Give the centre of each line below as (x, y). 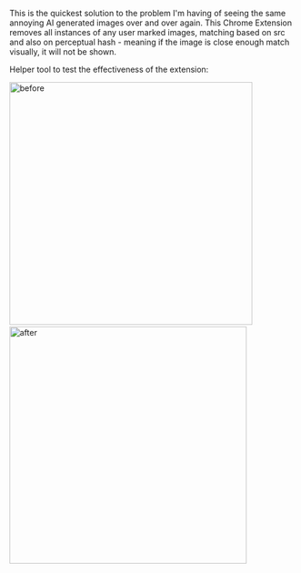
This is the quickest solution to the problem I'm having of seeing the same (148, 13)
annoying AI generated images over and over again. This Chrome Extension (151, 23)
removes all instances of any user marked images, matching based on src (147, 32)
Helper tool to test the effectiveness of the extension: (109, 69)
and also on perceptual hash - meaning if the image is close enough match (150, 42)
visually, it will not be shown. (63, 52)
